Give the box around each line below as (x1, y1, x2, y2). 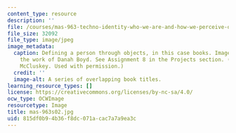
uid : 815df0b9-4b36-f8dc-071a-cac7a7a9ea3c (7, 115, 137, 122)
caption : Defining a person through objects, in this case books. (13, 50, 212, 57)
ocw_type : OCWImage (7, 96, 65, 103)
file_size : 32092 (7, 30, 58, 37)
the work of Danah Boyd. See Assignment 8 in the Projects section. (20, 56, 225, 63)
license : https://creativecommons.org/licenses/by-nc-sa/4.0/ (7, 89, 193, 96)
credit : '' (13, 69, 46, 76)
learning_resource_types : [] (7, 82, 93, 89)
